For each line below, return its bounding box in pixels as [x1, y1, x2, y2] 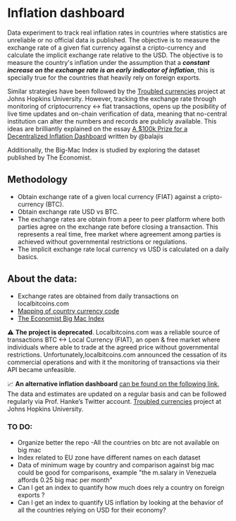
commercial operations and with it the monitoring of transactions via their [7, 358, 221, 366]
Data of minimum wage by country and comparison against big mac [17, 460, 215, 469]
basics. [17, 252, 39, 260]
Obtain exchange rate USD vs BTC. [17, 207, 120, 216]
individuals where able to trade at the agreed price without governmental [7, 342, 219, 351]
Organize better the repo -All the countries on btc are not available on [17, 438, 220, 446]
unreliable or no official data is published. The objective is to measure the [7, 35, 221, 44]
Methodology [7, 174, 68, 186]
